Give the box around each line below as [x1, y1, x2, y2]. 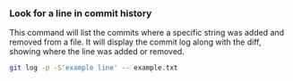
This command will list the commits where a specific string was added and [9, 28, 285, 38]
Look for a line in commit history [9, 7, 152, 20]
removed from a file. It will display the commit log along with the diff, [9, 36, 262, 47]
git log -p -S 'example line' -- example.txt [9, 63, 178, 73]
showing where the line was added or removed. [9, 46, 185, 57]
